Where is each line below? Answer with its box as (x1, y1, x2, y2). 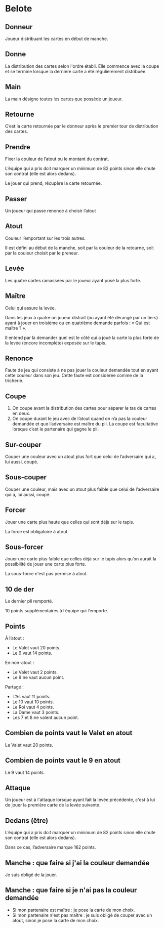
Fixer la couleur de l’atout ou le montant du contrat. (5, 156, 109, 162)
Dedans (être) (5, 816, 48, 825)
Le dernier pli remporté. (5, 598, 53, 604)
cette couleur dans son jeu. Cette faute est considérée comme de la (5, 373, 143, 379)
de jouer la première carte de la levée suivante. (5, 802, 101, 808)
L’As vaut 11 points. (12, 694, 51, 699)
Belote (5, 3, 32, 14)
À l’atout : (5, 635, 25, 641)
